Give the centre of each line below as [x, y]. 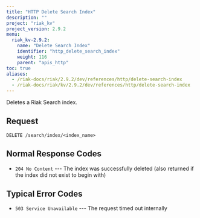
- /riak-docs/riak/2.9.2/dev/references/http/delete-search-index [97, 79]
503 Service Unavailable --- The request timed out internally [91, 208]
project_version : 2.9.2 [36, 29]
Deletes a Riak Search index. [42, 102]
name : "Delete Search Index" [54, 46]
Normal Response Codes [54, 154]
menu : [13, 35]
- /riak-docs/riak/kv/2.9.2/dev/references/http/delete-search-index [101, 85]
